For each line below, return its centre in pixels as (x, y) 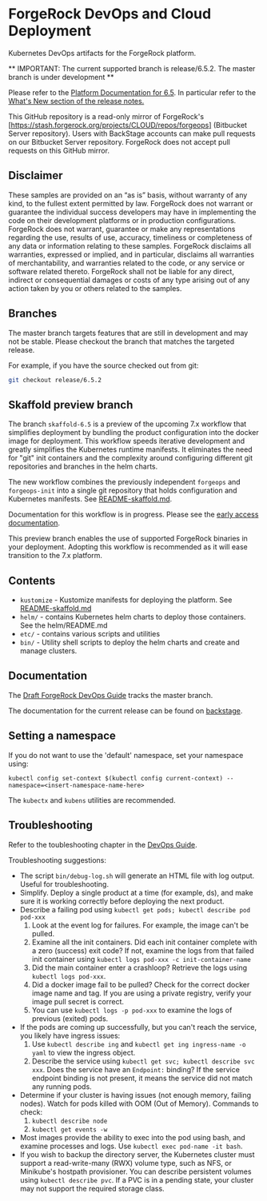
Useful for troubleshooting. (64, 884)
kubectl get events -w (70, 1129)
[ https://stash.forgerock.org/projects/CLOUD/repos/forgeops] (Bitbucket (128, 125)
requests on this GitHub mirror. (59, 150)
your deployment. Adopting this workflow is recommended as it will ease (128, 547)
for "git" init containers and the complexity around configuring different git (131, 458)
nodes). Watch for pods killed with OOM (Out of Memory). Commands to (139, 1103)
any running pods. (62, 1086)
